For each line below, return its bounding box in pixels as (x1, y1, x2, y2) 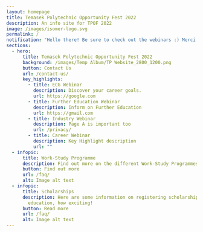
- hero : (11, 48, 31, 54)
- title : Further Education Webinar (28, 98, 120, 105)
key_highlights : (22, 76, 63, 82)
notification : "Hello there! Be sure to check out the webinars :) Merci (6, 37, 196, 43)
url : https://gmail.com (33, 110, 94, 116)
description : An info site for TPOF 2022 (6, 20, 112, 26)
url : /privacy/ (33, 127, 71, 133)
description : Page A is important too (33, 121, 131, 127)
